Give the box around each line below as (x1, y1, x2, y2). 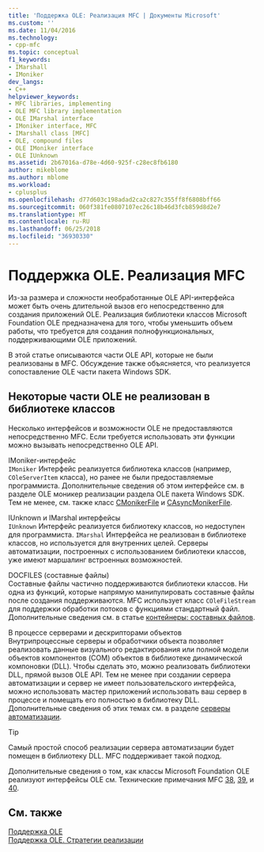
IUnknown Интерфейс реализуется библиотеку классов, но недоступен (8, 521, 245, 531)
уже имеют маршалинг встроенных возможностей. (8, 555, 183, 565)
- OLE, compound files (8, 136, 83, 145)
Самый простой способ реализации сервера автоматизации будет (8, 742, 235, 752)
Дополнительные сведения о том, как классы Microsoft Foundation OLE (8, 766, 251, 776)
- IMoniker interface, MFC (8, 122, 97, 130)
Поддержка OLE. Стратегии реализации (8, 835, 144, 845)
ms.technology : (8, 33, 58, 42)
